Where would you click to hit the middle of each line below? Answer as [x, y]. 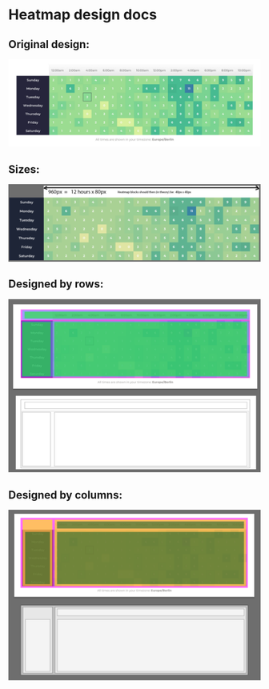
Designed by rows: [56, 284]
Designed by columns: [65, 495]
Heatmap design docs [83, 15]
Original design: [49, 44]
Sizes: [24, 169]
